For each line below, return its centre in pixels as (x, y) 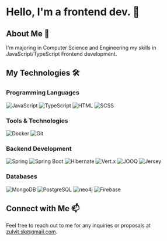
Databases (22, 176)
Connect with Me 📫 (43, 208)
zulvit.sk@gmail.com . (32, 232)
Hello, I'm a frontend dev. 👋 (73, 12)
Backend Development (39, 148)
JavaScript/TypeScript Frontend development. (62, 54)
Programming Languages (43, 93)
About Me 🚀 (28, 34)
